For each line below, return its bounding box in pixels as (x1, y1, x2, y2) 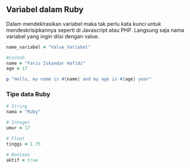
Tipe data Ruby (6, 90, 51, 99)
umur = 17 (6, 125, 31, 131)
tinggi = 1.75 (6, 141, 41, 147)
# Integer (6, 120, 31, 126)
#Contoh (6, 55, 25, 61)
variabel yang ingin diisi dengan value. (6, 32, 99, 40)
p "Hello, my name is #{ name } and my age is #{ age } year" (6, 76, 152, 82)
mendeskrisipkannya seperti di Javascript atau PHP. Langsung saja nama (6, 26, 185, 33)
